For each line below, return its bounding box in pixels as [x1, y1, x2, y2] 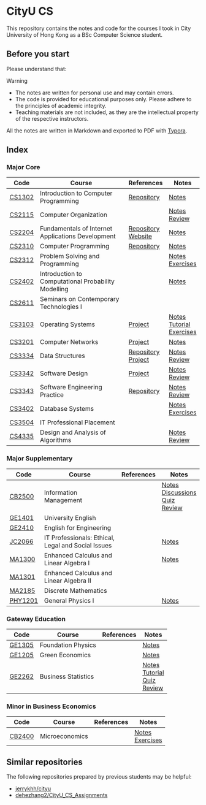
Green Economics [39, 651, 91, 660]
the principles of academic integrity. [15, 102, 107, 109]
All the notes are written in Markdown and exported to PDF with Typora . [6, 127, 188, 134]
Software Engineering [39, 383, 102, 392]
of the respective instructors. [15, 115, 89, 122]
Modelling [39, 285, 69, 294]
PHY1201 [9, 596, 39, 605]
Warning [6, 77, 28, 84]
